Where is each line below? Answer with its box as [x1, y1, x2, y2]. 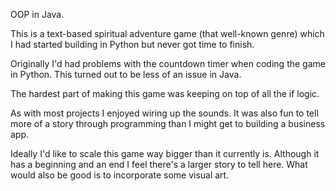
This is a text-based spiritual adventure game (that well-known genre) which [10, 28, 325, 39]
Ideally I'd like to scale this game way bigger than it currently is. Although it [10, 148, 320, 159]
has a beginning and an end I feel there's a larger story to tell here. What [10, 159, 308, 170]
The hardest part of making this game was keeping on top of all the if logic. [10, 88, 320, 99]
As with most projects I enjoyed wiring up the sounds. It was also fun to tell [10, 107, 319, 119]
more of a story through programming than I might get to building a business [10, 118, 326, 129]
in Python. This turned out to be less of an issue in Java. [10, 69, 242, 80]
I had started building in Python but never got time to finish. [10, 39, 255, 50]
